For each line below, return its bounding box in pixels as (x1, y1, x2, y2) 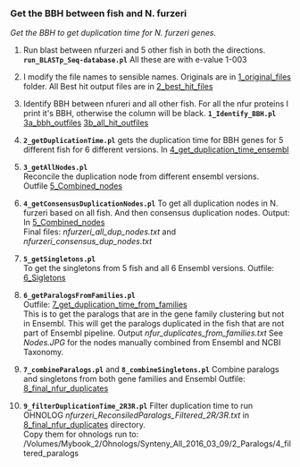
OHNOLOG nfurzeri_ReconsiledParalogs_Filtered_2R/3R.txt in (22, 410, 249, 420)
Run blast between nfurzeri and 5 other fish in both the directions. (22, 45, 266, 55)
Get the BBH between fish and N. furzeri (10, 7, 187, 20)
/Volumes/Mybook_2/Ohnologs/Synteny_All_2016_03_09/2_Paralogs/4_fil (22, 438, 291, 449)
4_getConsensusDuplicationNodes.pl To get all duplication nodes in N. (22, 198, 279, 208)
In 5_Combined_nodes (22, 217, 105, 228)
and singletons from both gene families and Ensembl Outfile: (22, 374, 246, 385)
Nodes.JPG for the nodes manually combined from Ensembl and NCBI (22, 337, 281, 348)
